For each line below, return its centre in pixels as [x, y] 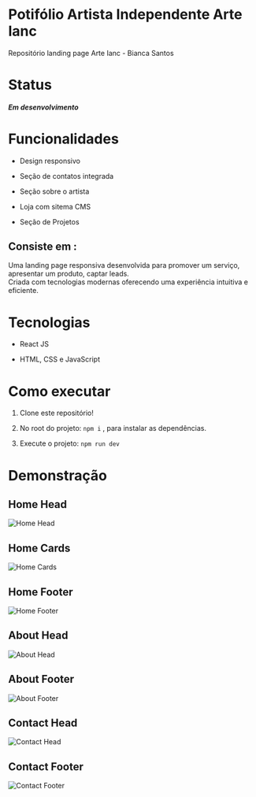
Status [30, 85]
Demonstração [58, 475]
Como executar [59, 391]
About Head [38, 636]
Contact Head [43, 723]
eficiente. [24, 291]
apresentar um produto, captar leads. [69, 274]
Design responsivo [50, 161]
